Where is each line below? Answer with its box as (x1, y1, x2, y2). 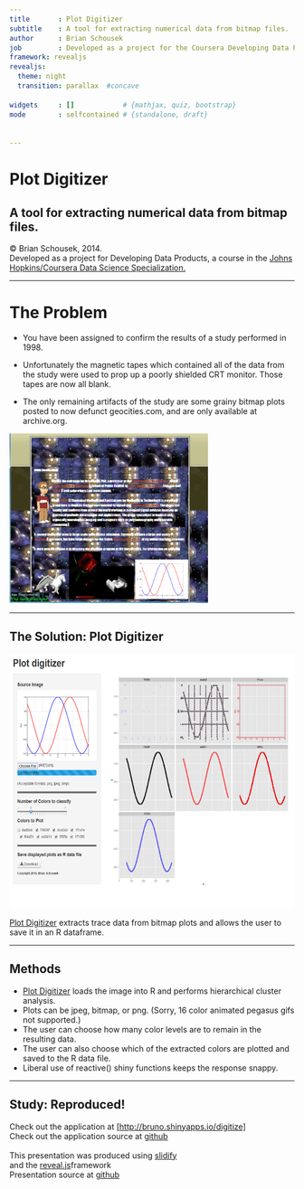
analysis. (22, 995, 56, 1005)
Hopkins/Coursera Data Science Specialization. (9, 262, 186, 273)
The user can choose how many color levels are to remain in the (22, 1024, 262, 1034)
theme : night (17, 72, 67, 81)
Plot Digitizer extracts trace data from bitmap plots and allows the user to (9, 917, 282, 928)
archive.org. (22, 416, 68, 427)
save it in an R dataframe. (9, 927, 104, 938)
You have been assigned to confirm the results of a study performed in (22, 333, 287, 344)
